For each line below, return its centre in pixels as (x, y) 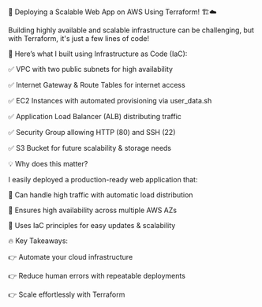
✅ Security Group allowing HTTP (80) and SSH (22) (92, 132)
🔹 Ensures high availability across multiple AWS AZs (93, 210)
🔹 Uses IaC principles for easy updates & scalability (92, 225)
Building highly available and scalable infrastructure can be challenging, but (131, 30)
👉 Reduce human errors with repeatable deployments (97, 276)
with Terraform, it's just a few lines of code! (79, 38)
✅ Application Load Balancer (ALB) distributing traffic (95, 116)
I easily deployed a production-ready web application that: (103, 180)
